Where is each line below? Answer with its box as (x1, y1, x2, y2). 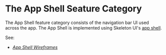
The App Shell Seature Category (5, 3, 142, 14)
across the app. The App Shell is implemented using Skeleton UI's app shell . (5, 24, 162, 30)
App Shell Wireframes (12, 44, 58, 50)
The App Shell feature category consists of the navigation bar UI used (5, 19, 149, 25)
